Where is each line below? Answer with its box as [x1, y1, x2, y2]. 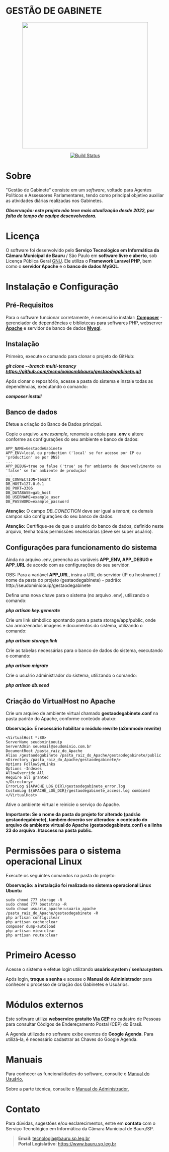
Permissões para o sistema [6, 845, 121, 857]
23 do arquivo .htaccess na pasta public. [6, 827, 93, 833]
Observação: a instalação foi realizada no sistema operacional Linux [6, 882, 151, 888]
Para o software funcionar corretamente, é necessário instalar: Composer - [6, 314, 162, 320]
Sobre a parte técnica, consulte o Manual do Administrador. [6, 1086, 129, 1092]
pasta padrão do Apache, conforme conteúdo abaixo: [6, 716, 117, 722]
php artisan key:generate [6, 608, 60, 614]
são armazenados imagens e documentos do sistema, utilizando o [6, 623, 143, 629]
